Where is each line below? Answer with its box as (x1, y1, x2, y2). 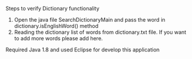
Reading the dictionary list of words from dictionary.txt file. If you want (14, 29, 187, 36)
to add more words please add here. (14, 35, 103, 41)
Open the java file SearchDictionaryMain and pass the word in (14, 16, 165, 23)
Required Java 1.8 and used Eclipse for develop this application (5, 46, 160, 53)
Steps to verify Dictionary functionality (5, 5, 100, 12)
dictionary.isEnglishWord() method (14, 23, 99, 29)
